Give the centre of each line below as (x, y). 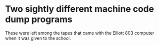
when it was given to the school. (38, 38)
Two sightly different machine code (80, 9)
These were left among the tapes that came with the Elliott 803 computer (80, 33)
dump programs (39, 19)
